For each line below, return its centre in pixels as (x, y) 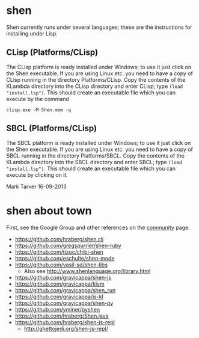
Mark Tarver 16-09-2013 (36, 186)
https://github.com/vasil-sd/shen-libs (61, 265)
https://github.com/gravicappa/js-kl (59, 297)
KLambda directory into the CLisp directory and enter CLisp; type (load (95, 86)
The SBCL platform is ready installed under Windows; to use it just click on (99, 143)
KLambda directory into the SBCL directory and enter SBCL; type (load (94, 162)
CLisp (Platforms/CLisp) (52, 53)
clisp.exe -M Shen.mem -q (38, 110)
